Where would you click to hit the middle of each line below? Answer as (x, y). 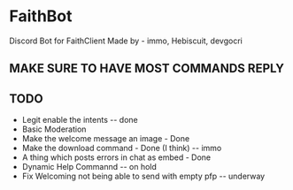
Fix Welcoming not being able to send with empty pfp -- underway (143, 176)
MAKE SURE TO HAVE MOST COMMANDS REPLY (147, 68)
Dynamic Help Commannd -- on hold (89, 167)
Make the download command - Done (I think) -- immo (122, 148)
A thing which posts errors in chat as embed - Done (116, 157)
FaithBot (41, 16)
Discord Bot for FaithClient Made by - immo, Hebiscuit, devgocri (126, 41)
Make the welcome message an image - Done (106, 139)
